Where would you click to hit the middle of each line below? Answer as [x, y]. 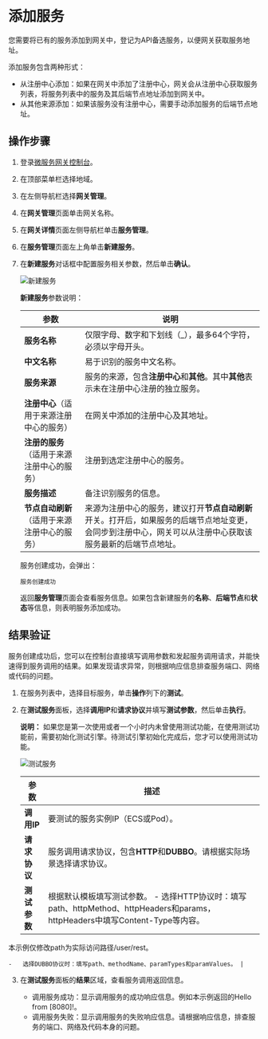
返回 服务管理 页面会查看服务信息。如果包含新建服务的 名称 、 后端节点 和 [135, 597]
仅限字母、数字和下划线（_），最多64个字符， [170, 334]
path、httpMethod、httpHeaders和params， [132, 908]
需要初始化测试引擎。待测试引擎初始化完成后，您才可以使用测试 [146, 736]
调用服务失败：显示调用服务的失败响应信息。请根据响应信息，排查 [140, 1017]
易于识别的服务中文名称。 [133, 361]
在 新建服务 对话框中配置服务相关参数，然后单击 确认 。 [107, 263]
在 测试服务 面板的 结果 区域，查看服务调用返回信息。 [104, 980]
